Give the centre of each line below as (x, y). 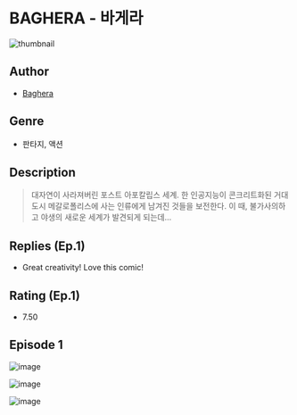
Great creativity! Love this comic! (83, 268)
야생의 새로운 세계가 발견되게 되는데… (106, 217)
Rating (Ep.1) (45, 295)
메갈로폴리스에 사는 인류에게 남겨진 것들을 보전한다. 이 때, (148, 206)
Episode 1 (37, 345)
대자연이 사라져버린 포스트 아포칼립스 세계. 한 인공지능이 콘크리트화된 (151, 195)
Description (42, 172)
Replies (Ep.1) (47, 246)
